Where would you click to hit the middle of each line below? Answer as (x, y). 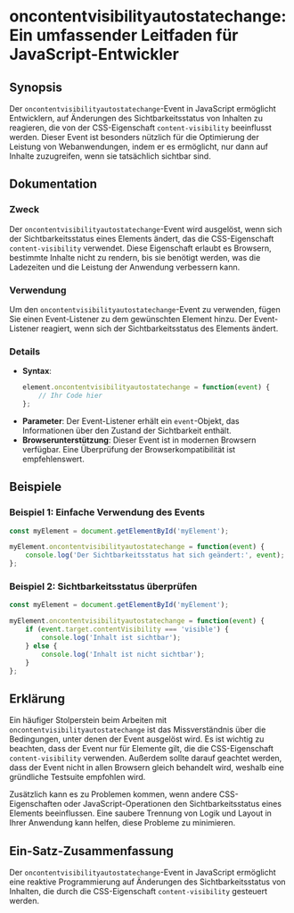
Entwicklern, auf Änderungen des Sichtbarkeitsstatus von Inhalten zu (136, 118)
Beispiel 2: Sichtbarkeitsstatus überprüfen (103, 586)
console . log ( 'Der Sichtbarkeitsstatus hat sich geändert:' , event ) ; (155, 555)
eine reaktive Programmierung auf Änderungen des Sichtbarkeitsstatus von (148, 882)
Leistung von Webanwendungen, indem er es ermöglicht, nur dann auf (139, 146)
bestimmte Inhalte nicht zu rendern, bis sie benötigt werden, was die (135, 257)
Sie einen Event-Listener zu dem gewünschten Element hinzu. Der (131, 319)
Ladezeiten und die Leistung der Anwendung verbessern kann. (125, 267)
